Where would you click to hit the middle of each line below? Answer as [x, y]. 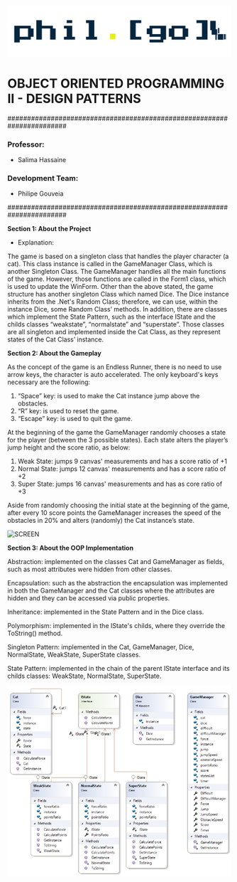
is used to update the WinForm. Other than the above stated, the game [110, 287]
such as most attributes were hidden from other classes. [90, 569]
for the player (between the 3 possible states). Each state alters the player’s [118, 440]
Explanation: [36, 243]
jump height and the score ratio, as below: [69, 447]
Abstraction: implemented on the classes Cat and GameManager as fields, [116, 562]
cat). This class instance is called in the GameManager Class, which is [110, 264]
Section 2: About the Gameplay [54, 354]
